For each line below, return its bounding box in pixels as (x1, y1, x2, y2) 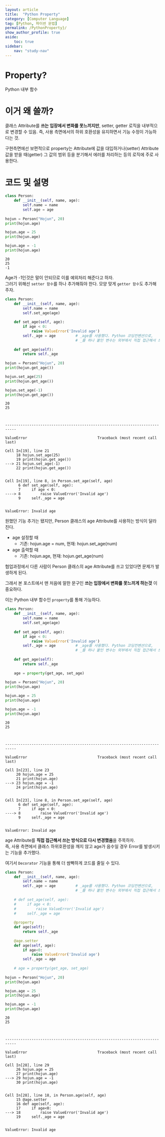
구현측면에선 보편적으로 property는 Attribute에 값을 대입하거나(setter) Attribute (5, 146, 159, 152)
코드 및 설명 (5, 177, 49, 188)
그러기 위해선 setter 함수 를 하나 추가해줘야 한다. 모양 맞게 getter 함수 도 (5, 281, 144, 286)
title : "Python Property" (5, 12, 60, 17)
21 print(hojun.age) (16, 776, 58, 781)
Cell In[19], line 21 (5, 448, 50, 453)
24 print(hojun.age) (16, 785, 58, 790)
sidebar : (5, 44, 23, 49)
